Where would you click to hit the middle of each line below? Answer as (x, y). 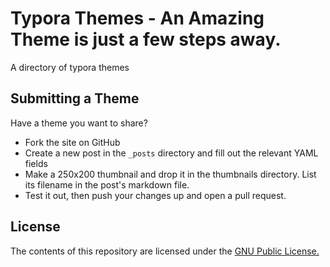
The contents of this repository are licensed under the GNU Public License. (165, 251)
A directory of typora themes (70, 67)
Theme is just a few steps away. (146, 39)
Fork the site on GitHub (72, 142)
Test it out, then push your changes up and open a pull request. (155, 195)
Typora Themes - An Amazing (137, 18)
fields (36, 163)
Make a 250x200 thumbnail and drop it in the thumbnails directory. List (170, 174)
